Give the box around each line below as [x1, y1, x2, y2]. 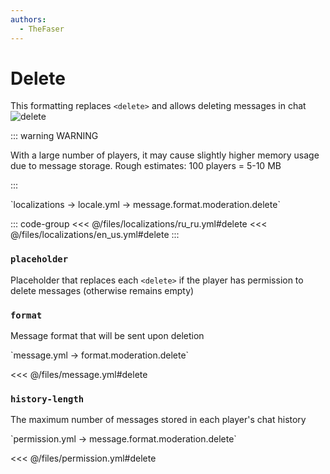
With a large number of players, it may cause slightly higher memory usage [10, 149, 320, 161]
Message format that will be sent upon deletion [10, 330, 205, 342]
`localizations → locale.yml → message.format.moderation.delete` [10, 199, 281, 211]
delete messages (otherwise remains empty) [10, 284, 195, 296]
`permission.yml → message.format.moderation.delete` [10, 433, 237, 445]
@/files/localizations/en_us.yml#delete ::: [10, 229, 180, 241]
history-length [10, 393, 85, 405]
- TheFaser [19, 24, 65, 34]
